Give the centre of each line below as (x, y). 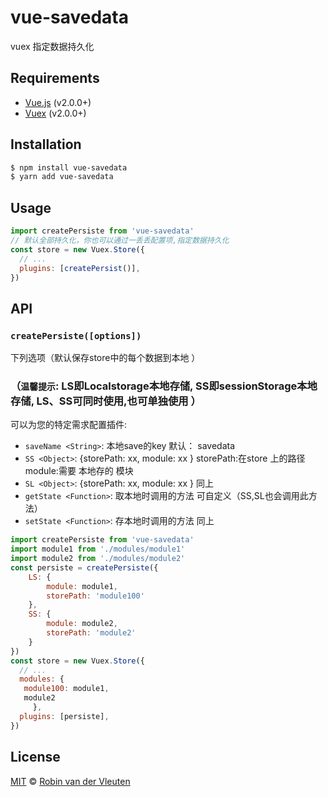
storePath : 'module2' (91, 633)
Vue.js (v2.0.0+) (58, 102)
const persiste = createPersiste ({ (84, 567)
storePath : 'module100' (95, 596)
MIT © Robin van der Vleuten (70, 781)
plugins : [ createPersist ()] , (80, 268)
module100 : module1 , (66, 689)
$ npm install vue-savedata (69, 167)
